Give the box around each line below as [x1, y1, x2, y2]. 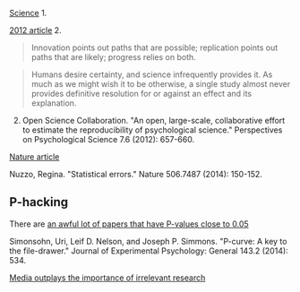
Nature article [9, 151, 60, 162]
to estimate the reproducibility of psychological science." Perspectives [21, 125, 283, 135]
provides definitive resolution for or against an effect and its [30, 89, 253, 99]
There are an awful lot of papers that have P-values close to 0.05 [9, 219, 249, 229]
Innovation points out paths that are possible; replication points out [30, 42, 279, 53]
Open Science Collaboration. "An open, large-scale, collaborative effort [21, 116, 286, 125]
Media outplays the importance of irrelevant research [9, 272, 206, 283]
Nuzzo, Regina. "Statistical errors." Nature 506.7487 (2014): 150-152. [9, 169, 262, 179]
